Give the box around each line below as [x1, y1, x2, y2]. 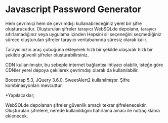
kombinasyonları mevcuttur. [5, 82, 63, 88]
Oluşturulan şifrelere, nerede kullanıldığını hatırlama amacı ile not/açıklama [5, 107, 160, 113]
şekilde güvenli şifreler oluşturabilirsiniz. [5, 52, 89, 58]
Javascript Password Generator [5, 4, 142, 15]
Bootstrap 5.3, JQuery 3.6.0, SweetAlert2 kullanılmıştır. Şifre [5, 77, 130, 83]
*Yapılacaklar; [5, 92, 35, 98]
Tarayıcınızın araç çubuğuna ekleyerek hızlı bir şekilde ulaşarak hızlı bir [5, 46, 153, 52]
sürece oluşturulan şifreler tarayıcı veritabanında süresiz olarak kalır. [5, 37, 148, 43]
